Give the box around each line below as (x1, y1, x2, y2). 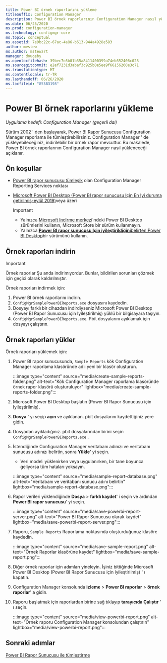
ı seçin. (12, 604, 28, 610)
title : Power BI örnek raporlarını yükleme (5, 7, 97, 12)
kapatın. (12, 574, 30, 580)
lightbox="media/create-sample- (84, 384, 152, 389)
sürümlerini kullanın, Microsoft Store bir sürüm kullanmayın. (20, 222, 142, 228)
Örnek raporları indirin (5, 247, 76, 256)
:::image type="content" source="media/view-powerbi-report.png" (12, 614, 150, 620)
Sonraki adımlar (5, 639, 56, 647)
